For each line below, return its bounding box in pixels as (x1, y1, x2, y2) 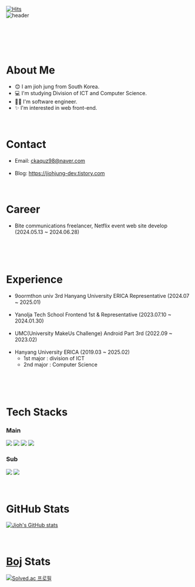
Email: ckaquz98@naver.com (14, 157, 85, 164)
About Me (6, 63, 55, 77)
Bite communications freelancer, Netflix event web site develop (14, 222, 168, 229)
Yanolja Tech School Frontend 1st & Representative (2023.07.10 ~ (14, 311, 172, 318)
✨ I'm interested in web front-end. (14, 104, 97, 111)
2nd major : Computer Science (23, 361, 98, 368)
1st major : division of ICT (23, 354, 85, 361)
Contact (6, 138, 46, 151)
